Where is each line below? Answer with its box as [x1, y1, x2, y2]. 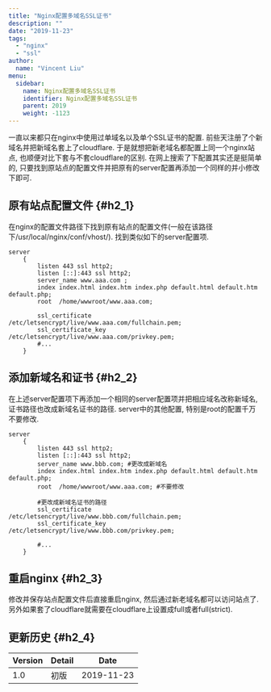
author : [8, 57, 35, 65]
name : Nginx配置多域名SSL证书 [23, 86, 116, 95]
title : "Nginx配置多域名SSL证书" [8, 11, 112, 20]
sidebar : [15, 79, 45, 87]
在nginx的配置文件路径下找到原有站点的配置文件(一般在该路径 [8, 221, 214, 231]
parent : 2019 [23, 102, 67, 110]
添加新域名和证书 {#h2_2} [8, 371, 138, 384]
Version [12, 655, 44, 666]
